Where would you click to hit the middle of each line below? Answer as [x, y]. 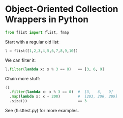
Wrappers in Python [47, 19]
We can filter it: [20, 60]
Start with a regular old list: [32, 42]
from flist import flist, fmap [37, 32]
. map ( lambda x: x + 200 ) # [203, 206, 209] [64, 96]
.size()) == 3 [48, 101]
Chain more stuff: [23, 78]
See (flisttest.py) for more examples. [42, 111]
